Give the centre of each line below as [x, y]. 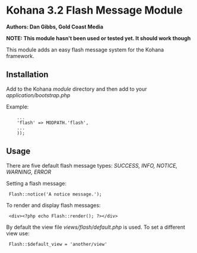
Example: [18, 107]
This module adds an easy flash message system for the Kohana [85, 49]
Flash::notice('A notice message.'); [55, 194]
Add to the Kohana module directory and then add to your [77, 89]
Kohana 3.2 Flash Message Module [94, 10]
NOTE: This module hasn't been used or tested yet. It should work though [99, 38]
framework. [20, 56]
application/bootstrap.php [38, 95]
